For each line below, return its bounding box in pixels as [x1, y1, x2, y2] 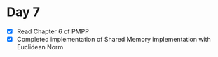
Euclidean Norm [16, 43, 64, 51]
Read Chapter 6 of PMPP [16, 27, 89, 35]
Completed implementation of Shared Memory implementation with [16, 35, 211, 43]
